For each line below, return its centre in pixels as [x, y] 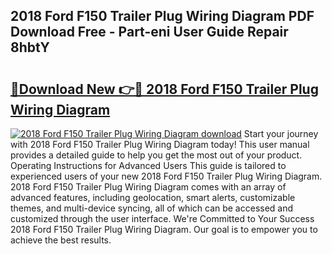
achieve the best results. [61, 240]
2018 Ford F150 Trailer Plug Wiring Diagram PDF [162, 16]
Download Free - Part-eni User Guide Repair [149, 32]
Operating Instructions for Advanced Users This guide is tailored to [148, 165]
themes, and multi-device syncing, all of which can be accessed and [152, 208]
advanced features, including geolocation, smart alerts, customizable [153, 197]
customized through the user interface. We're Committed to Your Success [162, 218]
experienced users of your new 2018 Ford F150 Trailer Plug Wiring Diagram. [166, 176]
